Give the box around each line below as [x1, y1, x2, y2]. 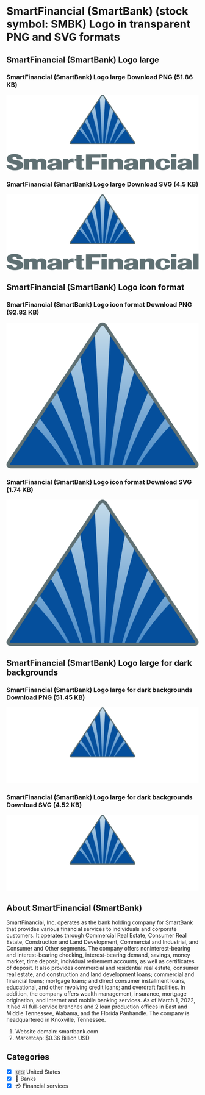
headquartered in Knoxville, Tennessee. [6, 1016, 106, 1024]
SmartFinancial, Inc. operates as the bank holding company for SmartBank [6, 919, 193, 926]
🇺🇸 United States [15, 1068, 61, 1075]
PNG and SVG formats [6, 30, 120, 44]
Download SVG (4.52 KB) [6, 801, 82, 809]
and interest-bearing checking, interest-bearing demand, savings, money [6, 951, 190, 958]
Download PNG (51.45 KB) [6, 693, 85, 702]
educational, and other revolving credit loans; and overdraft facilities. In [6, 983, 185, 991]
